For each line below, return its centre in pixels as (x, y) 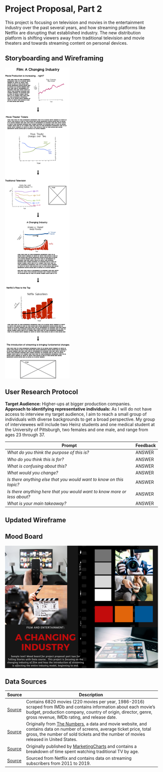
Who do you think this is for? (35, 459)
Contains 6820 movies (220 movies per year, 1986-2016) (85, 702)
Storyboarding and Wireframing (54, 59)
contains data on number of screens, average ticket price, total (89, 729)
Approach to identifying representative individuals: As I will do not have (78, 409)
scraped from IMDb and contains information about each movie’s (90, 707)
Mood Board (24, 537)
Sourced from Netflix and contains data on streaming (79, 758)
